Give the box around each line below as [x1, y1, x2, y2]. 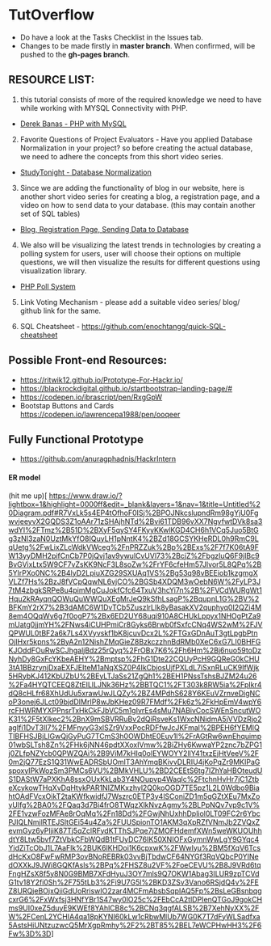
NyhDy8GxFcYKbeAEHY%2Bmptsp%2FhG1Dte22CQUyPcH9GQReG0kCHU [8, 653, 261, 664]
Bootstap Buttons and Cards [19, 400, 115, 410]
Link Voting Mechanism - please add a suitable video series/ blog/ [19, 297, 240, 306]
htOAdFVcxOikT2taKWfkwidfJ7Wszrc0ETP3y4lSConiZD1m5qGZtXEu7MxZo [8, 791, 261, 801]
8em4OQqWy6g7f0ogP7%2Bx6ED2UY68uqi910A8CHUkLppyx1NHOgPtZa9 [8, 610, 261, 620]
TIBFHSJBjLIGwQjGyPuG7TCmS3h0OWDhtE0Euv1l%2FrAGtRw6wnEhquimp [8, 731, 262, 741]
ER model [8, 472, 41, 482]
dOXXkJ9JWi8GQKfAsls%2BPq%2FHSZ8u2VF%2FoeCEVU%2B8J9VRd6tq [8, 859, 261, 870]
